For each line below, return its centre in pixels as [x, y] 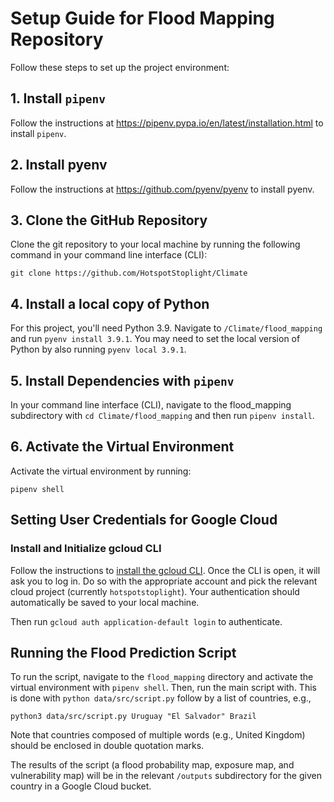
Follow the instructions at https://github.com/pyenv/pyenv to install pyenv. [162, 189]
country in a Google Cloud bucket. [81, 786]
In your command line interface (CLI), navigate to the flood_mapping [151, 405]
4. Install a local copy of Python [110, 303]
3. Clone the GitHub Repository [109, 220]
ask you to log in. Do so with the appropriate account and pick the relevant [164, 581]
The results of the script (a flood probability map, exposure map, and [152, 765]
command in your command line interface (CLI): [109, 255]
